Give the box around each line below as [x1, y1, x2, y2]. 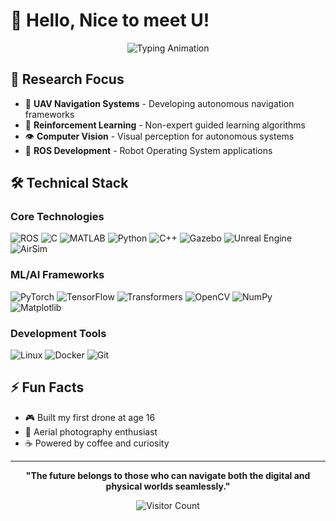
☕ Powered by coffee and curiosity [24, 437, 170, 449]
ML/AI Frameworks [10, 268, 105, 282]
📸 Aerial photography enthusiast [24, 425, 158, 438]
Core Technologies [10, 210, 105, 224]
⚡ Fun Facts [10, 379, 85, 396]
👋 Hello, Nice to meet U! [10, 9, 210, 32]
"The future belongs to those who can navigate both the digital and [25, 469, 311, 481]
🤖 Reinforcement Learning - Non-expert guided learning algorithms [24, 119, 307, 131]
